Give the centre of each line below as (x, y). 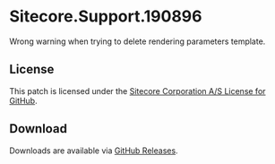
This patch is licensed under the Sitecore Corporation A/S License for (137, 91)
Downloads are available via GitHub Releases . (94, 151)
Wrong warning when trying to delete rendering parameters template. (137, 41)
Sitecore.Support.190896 (106, 17)
